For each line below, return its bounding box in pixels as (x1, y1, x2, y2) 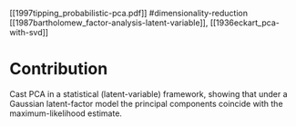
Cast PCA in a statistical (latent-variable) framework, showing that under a (9, 88, 289, 99)
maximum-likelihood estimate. (9, 108, 123, 119)
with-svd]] (9, 27, 48, 37)
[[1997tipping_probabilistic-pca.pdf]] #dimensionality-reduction (9, 8, 249, 18)
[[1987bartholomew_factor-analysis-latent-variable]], (9, 17, 209, 28)
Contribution (9, 59, 108, 80)
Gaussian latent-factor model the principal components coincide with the (9, 98, 284, 109)
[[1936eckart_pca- (209, 17, 280, 28)
